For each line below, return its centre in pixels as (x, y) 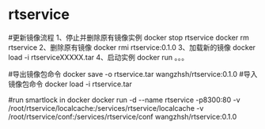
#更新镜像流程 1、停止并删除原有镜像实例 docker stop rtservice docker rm (129, 37)
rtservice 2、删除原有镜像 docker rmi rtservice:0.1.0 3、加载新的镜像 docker (132, 47)
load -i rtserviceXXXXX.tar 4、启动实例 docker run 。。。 (98, 57)
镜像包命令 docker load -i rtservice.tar (70, 84)
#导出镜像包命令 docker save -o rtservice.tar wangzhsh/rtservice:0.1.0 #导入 (133, 74)
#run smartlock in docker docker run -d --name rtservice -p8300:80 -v (124, 100)
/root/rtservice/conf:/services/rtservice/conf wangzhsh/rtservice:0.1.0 (123, 116)
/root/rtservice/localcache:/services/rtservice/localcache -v (106, 108)
